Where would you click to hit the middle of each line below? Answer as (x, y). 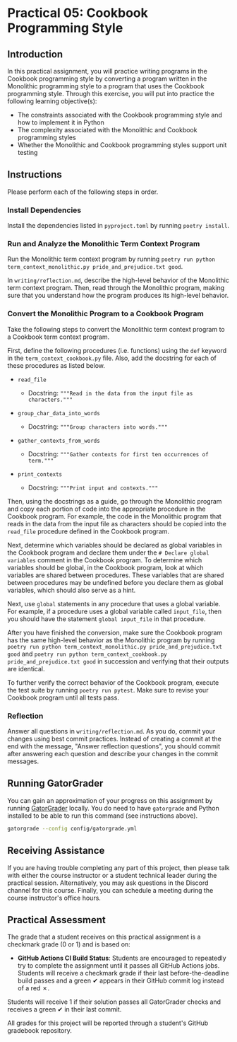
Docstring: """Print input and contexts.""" (93, 487)
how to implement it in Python (61, 122)
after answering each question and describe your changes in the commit (113, 754)
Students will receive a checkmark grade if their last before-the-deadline (123, 973)
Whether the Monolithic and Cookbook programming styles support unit (122, 145)
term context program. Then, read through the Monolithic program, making (116, 288)
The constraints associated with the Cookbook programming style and (120, 115)
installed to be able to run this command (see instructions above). (103, 816)
